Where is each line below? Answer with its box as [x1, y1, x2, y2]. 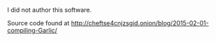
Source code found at [7, 19, 70, 27]
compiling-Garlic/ [7, 27, 58, 34]
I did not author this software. [7, 6, 92, 14]
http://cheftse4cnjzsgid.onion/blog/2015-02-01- [70, 19, 209, 27]
